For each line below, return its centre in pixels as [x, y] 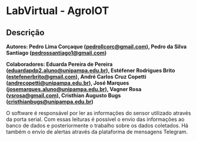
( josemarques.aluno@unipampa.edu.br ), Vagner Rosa [74, 89]
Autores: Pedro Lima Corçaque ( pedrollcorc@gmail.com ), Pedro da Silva [96, 46]
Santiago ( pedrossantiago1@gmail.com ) [56, 53]
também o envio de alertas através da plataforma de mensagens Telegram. [97, 132]
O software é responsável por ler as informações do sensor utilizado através [98, 113]
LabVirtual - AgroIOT [58, 11]
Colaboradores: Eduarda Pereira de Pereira [59, 64]
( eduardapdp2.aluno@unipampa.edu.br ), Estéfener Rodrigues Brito [91, 70]
